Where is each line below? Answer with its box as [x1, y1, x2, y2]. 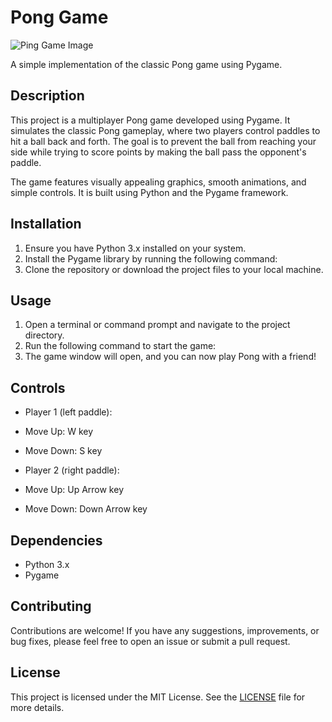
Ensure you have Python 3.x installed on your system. [24, 242, 247, 254]
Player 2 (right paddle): [24, 464, 120, 476]
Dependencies [10, 532, 103, 549]
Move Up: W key [24, 426, 94, 438]
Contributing [10, 598, 92, 615]
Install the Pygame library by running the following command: [24, 252, 278, 265]
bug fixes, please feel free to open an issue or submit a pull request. [10, 635, 291, 647]
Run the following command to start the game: [24, 340, 217, 352]
